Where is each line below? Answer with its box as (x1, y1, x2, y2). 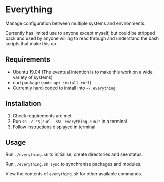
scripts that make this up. (5, 40, 58, 46)
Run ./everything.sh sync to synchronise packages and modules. (5, 161, 142, 167)
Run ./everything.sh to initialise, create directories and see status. (5, 151, 143, 157)
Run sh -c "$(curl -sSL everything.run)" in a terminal (12, 118, 127, 124)
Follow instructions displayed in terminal (12, 124, 96, 130)
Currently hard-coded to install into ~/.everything (12, 85, 116, 91)
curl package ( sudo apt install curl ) (12, 79, 92, 85)
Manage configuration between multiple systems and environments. (5, 20, 146, 26)
